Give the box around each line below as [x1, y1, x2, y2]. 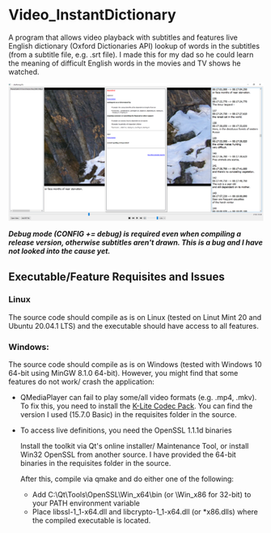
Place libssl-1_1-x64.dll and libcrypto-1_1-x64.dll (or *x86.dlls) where [32, 507, 259, 517]
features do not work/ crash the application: [8, 377, 155, 386]
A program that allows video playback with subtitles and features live [8, 32, 239, 42]
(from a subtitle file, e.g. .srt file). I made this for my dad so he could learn [8, 49, 254, 59]
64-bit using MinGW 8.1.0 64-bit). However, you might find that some [8, 369, 239, 378]
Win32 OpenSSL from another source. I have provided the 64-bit [19, 450, 236, 459]
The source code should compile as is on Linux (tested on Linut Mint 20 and [8, 312, 262, 322]
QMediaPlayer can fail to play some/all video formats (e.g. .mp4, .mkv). [19, 393, 257, 403]
